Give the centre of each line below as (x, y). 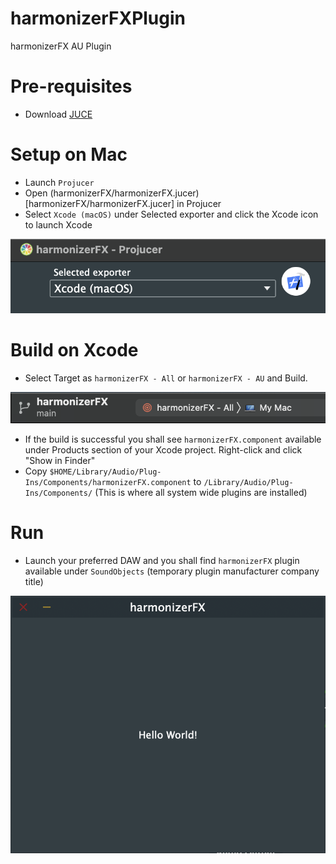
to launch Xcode (58, 224)
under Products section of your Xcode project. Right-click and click (163, 450)
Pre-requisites (71, 86)
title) (34, 582)
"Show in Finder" (60, 461)
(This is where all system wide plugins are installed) (201, 493)
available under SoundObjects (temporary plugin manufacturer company (172, 571)
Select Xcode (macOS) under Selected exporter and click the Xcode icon (171, 214)
